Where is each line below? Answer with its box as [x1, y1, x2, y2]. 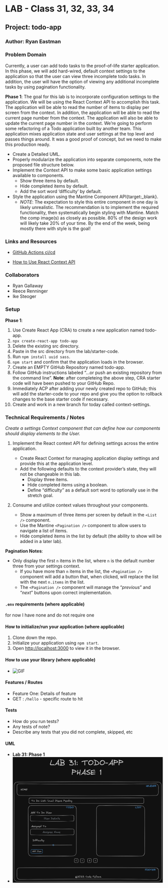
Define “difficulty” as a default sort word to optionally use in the [27, 487, 158, 493]
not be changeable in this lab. [19, 471, 81, 477]
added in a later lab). [19, 538, 62, 544]
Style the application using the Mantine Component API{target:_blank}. [12, 193, 158, 199]
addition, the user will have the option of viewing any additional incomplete [5, 78, 159, 84]
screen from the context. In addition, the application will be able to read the [5, 109, 160, 115]
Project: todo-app [5, 23, 61, 31]
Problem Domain [5, 51, 46, 58]
